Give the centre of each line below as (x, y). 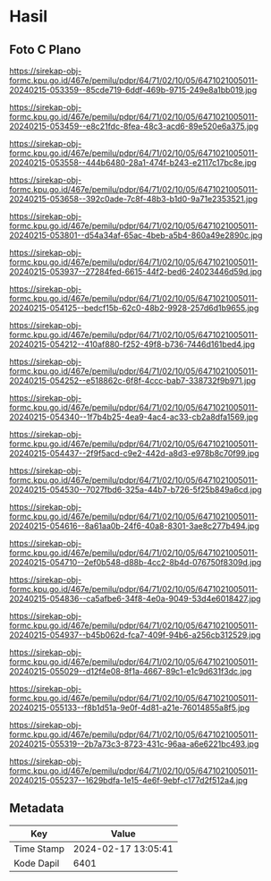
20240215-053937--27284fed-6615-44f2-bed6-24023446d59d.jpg (135, 271)
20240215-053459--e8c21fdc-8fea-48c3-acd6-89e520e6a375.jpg (134, 126)
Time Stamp (39, 849)
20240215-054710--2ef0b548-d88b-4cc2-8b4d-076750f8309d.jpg (135, 562)
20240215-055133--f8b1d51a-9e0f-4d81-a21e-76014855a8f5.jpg (130, 707)
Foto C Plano (45, 50)
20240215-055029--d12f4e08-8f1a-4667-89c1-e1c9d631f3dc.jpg (131, 671)
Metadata (37, 808)
